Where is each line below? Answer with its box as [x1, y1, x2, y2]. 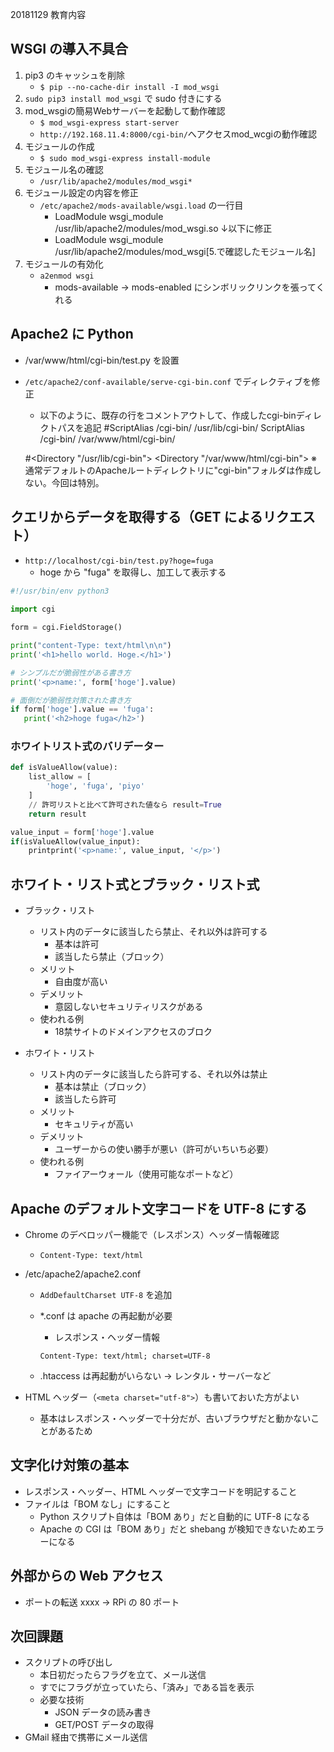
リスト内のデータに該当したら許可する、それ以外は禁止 [39, 1068, 268, 1080]
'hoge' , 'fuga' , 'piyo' [46, 781, 145, 792]
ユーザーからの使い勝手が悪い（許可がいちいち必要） [54, 1143, 275, 1155]
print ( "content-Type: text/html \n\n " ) [10, 641, 172, 651]
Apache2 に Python [10, 326, 134, 343]
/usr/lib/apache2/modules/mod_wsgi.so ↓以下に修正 [54, 222, 273, 234]
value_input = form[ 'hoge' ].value [10, 827, 155, 837]
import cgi [10, 604, 56, 615]
